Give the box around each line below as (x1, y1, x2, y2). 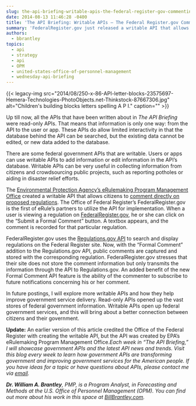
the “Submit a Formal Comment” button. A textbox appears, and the (6, 217, 169, 224)
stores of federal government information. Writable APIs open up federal (6, 302, 180, 309)
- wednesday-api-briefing (11, 74, 75, 80)
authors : (6, 30, 27, 36)
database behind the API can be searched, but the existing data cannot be (6, 132, 185, 139)
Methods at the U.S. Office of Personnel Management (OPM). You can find (6, 387, 185, 394)
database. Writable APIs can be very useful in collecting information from (6, 162, 182, 170)
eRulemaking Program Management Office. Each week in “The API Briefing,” (6, 339, 188, 346)
